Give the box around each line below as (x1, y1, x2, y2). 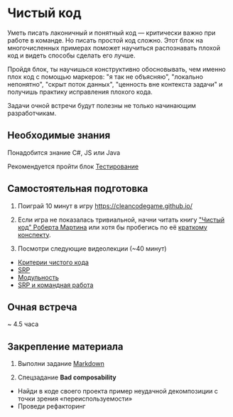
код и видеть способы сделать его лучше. (7, 51, 136, 60)
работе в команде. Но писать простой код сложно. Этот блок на (7, 36, 204, 44)
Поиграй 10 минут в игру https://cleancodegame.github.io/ (17, 201, 193, 210)
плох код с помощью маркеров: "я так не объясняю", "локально (7, 72, 204, 81)
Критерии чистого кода (17, 258, 89, 266)
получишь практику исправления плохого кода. (7, 87, 153, 96)
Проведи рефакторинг (17, 402, 86, 411)
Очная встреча (7, 300, 77, 313)
